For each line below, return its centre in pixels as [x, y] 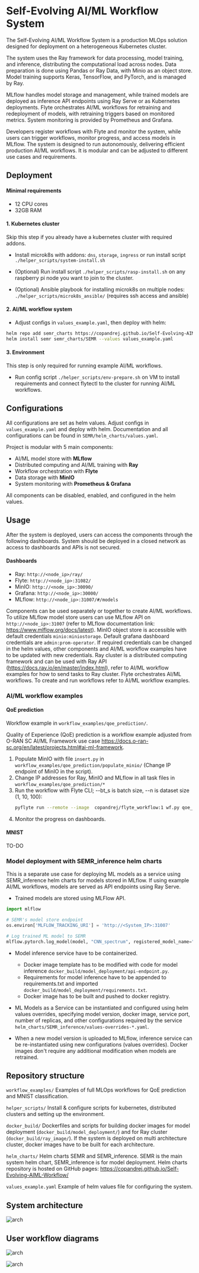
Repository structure [45, 1075]
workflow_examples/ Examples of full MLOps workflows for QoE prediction [96, 1090]
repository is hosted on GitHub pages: [52, 1169]
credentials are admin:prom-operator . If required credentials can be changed [99, 642]
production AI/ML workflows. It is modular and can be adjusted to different [97, 150]
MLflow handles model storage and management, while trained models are [97, 95]
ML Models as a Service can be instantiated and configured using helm [101, 1008]
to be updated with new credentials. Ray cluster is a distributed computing [97, 655]
